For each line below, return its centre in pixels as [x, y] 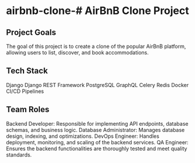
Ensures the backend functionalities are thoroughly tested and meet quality [97, 148]
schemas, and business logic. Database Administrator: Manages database [95, 130]
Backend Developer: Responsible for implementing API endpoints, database [97, 123]
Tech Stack [27, 71]
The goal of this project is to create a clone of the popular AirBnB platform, [96, 46]
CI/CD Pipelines [25, 91]
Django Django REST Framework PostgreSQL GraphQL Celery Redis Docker [97, 85]
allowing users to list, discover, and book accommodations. [78, 53]
